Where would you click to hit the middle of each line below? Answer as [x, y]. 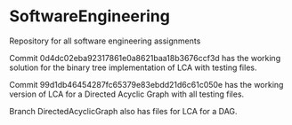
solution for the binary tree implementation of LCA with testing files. [133, 67]
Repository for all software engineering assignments [105, 41]
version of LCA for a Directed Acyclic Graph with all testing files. [127, 94]
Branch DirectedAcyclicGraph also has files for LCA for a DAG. [123, 111]
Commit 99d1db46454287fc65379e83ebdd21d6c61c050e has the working [146, 84]
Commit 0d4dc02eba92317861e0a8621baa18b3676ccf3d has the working [145, 58]
